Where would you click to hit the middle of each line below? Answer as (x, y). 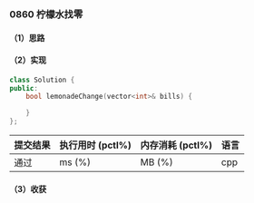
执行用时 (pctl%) (95, 145)
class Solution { (42, 80)
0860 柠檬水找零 (46, 14)
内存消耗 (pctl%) (176, 145)
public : (24, 88)
